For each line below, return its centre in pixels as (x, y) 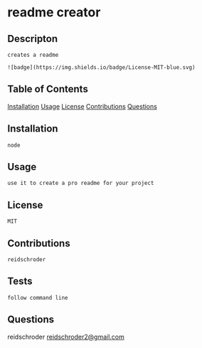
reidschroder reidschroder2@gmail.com (66, 337)
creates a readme (33, 55)
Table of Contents (48, 89)
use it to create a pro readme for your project (81, 183)
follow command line (38, 297)
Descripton (33, 39)
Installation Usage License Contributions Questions (83, 106)
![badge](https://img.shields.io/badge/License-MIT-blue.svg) (101, 68)
